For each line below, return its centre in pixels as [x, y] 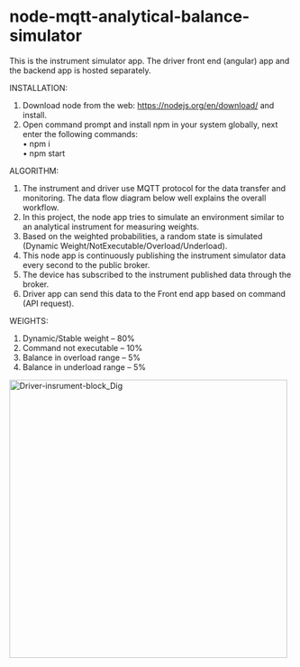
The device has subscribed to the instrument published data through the [157, 274]
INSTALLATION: [39, 88]
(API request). [48, 303]
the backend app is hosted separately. [80, 70]
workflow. [41, 207]
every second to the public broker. [86, 264]
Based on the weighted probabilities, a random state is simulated [142, 236]
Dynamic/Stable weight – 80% [78, 338]
